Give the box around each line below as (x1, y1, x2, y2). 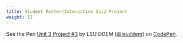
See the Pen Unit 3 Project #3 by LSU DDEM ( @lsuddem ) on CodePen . (6, 30, 178, 37)
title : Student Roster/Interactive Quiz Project (6, 8, 128, 15)
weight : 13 (6, 14, 33, 20)
